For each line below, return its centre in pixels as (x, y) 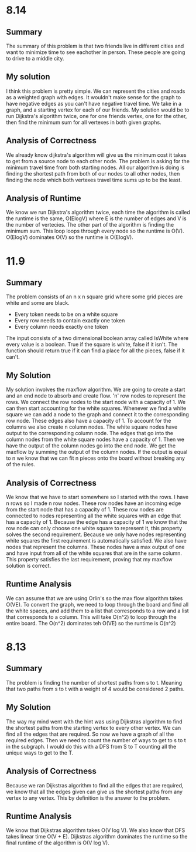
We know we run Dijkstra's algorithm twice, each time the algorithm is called (98, 213)
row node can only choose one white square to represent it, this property (94, 528)
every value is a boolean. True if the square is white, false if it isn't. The (92, 345)
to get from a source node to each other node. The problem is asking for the (98, 161)
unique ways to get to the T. (40, 753)
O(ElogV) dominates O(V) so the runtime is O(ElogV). (70, 237)
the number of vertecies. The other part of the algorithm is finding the (90, 225)
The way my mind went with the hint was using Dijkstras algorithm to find (94, 721)
